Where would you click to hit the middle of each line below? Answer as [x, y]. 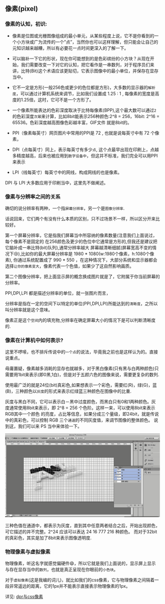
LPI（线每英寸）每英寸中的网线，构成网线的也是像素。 [67, 172]
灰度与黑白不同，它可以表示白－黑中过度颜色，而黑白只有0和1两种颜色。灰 [81, 402]
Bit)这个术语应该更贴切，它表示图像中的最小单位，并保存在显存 [95, 71]
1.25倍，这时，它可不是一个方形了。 [57, 99]
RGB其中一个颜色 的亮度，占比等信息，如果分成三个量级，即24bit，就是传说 [82, 414]
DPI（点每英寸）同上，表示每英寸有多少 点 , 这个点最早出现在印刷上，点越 [85, 150]
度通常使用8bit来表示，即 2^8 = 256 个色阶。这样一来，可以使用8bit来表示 [80, 408]
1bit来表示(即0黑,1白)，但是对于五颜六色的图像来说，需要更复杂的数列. [89, 375]
